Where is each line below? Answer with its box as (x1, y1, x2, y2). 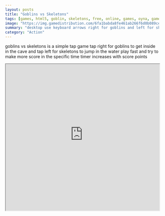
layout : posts (5, 7, 34, 12)
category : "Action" (5, 30, 45, 35)
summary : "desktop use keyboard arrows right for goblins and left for (5, 25, 154, 30)
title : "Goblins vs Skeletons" (5, 12, 69, 17)
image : (5, 21, 19, 26)
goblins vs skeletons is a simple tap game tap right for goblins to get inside (5, 43, 156, 49)
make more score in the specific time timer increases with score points (5, 54, 147, 59)
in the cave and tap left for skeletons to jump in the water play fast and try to (5, 48, 159, 54)
